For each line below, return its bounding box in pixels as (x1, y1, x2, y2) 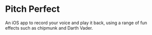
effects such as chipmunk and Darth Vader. (5, 25, 93, 31)
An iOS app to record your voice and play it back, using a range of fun (5, 20, 147, 26)
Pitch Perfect (5, 3, 60, 15)
